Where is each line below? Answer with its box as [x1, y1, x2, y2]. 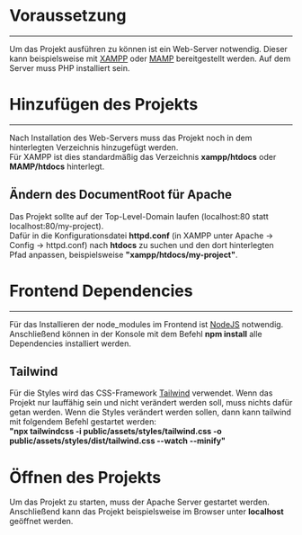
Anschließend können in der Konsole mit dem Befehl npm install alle [9, 328, 262, 339]
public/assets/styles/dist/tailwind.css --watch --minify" [9, 435, 226, 446]
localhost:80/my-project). [9, 220, 104, 231]
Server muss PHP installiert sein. [9, 62, 130, 73]
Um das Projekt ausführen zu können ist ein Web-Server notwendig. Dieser [9, 43, 288, 54]
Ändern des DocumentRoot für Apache [9, 187, 232, 202]
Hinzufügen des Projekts [9, 94, 199, 115]
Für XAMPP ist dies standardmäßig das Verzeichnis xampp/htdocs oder [9, 151, 277, 162]
